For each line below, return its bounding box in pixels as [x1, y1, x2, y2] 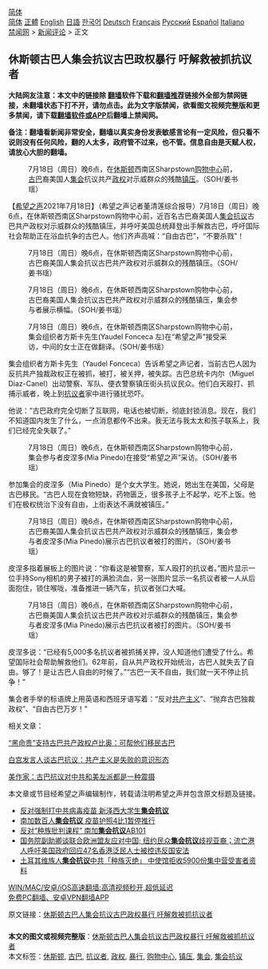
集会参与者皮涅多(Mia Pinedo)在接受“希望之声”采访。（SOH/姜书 [28, 453, 238, 462]
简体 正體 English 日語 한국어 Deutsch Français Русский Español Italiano [8, 18, 245, 26]
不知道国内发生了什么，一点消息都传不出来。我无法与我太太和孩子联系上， [8, 415, 253, 425]
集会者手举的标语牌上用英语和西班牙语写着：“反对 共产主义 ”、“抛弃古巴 [8, 694, 242, 703]
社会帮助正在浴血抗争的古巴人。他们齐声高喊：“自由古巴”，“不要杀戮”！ [8, 231, 245, 240]
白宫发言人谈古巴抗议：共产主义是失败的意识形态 [8, 754, 169, 764]
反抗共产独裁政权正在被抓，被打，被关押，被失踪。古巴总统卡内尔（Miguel [8, 369, 254, 378]
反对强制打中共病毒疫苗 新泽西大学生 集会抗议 [19, 805, 169, 815]
